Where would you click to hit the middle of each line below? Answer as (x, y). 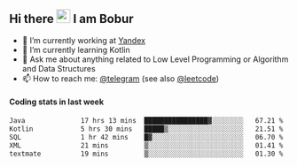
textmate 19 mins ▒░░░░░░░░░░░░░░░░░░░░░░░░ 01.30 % (146, 154)
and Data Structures (59, 68)
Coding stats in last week (57, 102)
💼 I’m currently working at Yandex (84, 40)
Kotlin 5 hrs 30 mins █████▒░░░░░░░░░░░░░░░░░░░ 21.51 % (146, 129)
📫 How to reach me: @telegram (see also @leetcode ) (121, 78)
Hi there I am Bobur (72, 19)
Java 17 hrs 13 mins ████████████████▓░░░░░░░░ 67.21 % (146, 121)
